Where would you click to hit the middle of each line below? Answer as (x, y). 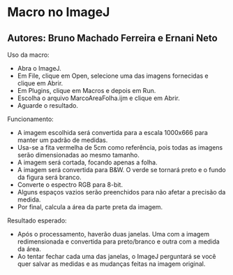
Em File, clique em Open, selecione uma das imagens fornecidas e (113, 76)
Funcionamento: (30, 119)
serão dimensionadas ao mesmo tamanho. (78, 155)
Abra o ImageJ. (39, 68)
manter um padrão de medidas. (62, 140)
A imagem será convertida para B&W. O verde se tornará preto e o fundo (122, 170)
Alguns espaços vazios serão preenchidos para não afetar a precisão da (121, 192)
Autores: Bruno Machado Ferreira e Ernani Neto (112, 38)
